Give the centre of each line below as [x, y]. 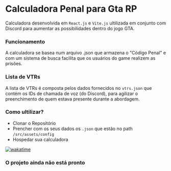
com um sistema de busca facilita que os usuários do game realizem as [80, 58]
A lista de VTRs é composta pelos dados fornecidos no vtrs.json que [79, 88]
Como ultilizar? [25, 112]
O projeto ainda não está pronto [45, 162]
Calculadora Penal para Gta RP [71, 9]
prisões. [14, 64]
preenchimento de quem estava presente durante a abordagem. [72, 99]
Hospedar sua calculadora [40, 139]
